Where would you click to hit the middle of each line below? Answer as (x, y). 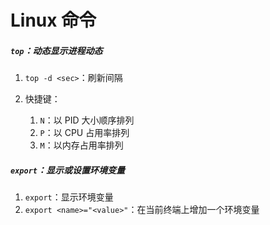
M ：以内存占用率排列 (81, 145)
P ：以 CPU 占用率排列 (84, 133)
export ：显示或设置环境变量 (67, 170)
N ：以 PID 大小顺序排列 (87, 120)
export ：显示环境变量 (69, 197)
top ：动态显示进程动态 (56, 50)
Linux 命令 (53, 20)
